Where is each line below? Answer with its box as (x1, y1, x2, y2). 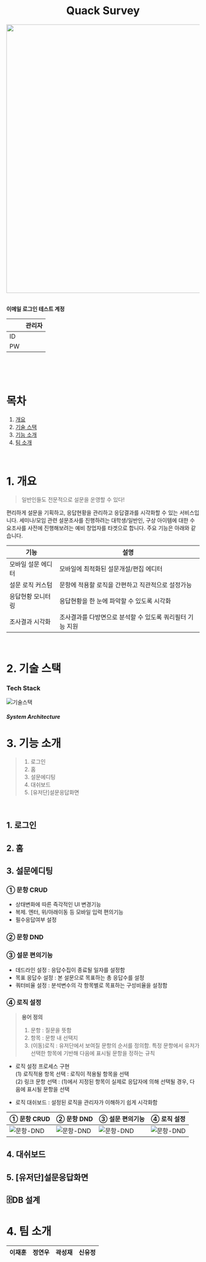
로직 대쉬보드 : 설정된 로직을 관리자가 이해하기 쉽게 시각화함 (15, 1098, 158, 1105)
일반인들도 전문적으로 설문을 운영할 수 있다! (21, 495, 125, 503)
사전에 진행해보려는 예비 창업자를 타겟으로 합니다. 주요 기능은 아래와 (27, 524, 190, 532)
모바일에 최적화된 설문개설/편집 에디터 (59, 564, 163, 573)
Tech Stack (6, 684, 41, 692)
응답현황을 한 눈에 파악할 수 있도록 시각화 (59, 597, 172, 605)
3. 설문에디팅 (6, 866, 53, 876)
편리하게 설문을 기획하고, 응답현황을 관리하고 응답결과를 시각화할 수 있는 (6, 509, 178, 516)
